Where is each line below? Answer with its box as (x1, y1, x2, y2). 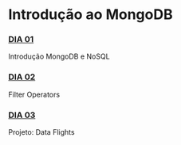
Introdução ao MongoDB (8, 6, 173, 24)
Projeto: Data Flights (8, 128, 75, 137)
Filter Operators (8, 90, 61, 99)
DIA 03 (8, 109, 36, 120)
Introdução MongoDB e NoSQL (8, 52, 110, 61)
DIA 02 (8, 71, 36, 82)
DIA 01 (8, 34, 34, 45)
